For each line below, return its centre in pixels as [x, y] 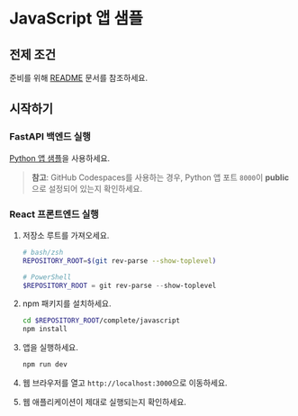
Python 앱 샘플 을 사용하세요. [60, 158]
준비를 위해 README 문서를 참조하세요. [79, 78]
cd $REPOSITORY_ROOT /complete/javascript [101, 321]
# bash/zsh [43, 252]
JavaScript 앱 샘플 [77, 18]
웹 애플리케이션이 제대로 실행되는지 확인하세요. [104, 402]
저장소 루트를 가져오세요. [66, 235]
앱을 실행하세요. [50, 348]
